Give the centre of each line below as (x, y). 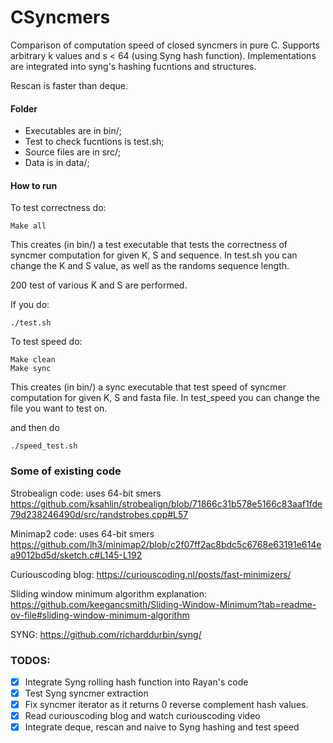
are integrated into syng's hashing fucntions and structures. (133, 66)
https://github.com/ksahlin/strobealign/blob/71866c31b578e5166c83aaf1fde (166, 503)
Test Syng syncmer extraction (86, 693)
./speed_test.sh (44, 446)
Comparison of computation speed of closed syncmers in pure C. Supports (165, 45)
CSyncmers (60, 17)
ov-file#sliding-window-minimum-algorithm (100, 615)
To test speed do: (46, 342)
